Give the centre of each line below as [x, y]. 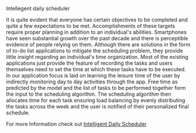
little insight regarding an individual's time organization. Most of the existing [97, 57]
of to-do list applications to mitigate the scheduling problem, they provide [94, 51]
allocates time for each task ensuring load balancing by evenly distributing [96, 100]
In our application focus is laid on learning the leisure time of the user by [93, 76]
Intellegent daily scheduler [38, 8]
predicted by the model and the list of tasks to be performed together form [96, 88]
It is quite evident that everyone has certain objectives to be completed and [97, 20]
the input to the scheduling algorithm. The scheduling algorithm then [89, 94]
